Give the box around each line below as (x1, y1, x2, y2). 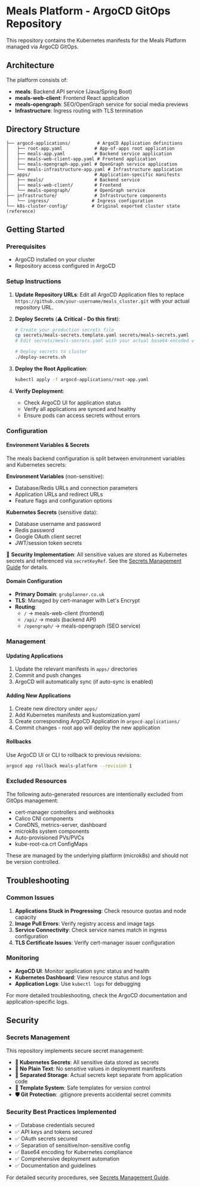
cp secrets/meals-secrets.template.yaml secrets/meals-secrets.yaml (14, 332, 189, 339)
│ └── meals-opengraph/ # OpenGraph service (6, 187, 146, 193)
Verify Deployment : (14, 387, 64, 394)
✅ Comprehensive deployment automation (14, 1155, 120, 1162)
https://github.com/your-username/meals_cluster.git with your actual (14, 297, 190, 305)
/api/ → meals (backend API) (23, 616, 97, 623)
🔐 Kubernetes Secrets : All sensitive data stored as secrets (14, 1058, 159, 1066)
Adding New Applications (6, 692, 71, 699)
